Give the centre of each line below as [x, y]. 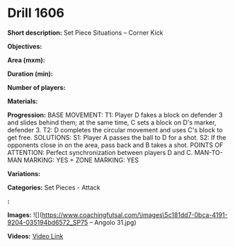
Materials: [23, 101]
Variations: [24, 173]
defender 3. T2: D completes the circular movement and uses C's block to [115, 130]
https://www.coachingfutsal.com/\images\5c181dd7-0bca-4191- [134, 214]
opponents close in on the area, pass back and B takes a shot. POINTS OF [115, 145]
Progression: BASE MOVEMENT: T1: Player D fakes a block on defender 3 [115, 115]
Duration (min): [30, 74]
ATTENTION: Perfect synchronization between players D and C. [100, 152]
